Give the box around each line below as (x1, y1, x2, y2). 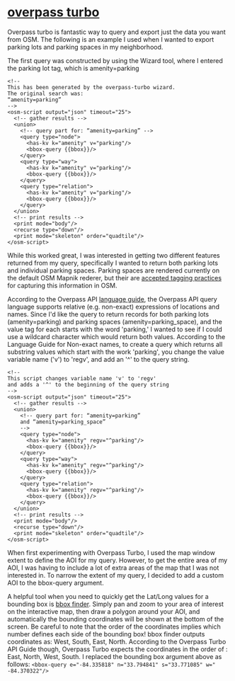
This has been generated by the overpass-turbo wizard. (7, 84, 176, 91)
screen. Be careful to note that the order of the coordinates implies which (7, 622, 222, 631)
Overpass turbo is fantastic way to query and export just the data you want (7, 28, 227, 36)
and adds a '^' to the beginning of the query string (7, 381, 170, 388)
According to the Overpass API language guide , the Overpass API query (7, 294, 217, 303)
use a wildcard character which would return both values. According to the (7, 332, 226, 340)
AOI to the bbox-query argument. (7, 578, 104, 587)
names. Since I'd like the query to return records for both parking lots (7, 309, 210, 319)
